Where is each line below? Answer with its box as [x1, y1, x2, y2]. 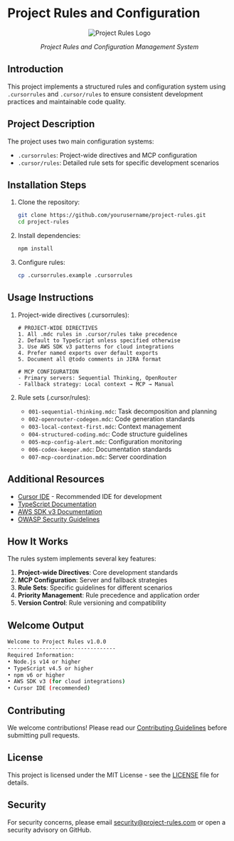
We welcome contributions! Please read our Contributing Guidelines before [7, 723, 228, 732]
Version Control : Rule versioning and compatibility [17, 598, 166, 608]
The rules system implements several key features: [7, 555, 156, 563]
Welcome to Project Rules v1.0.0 [7, 638, 107, 645]
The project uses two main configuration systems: [7, 137, 154, 146]
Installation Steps [7, 178, 87, 191]
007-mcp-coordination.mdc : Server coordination [28, 452, 167, 461]
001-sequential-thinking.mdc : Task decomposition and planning [28, 407, 217, 416]
